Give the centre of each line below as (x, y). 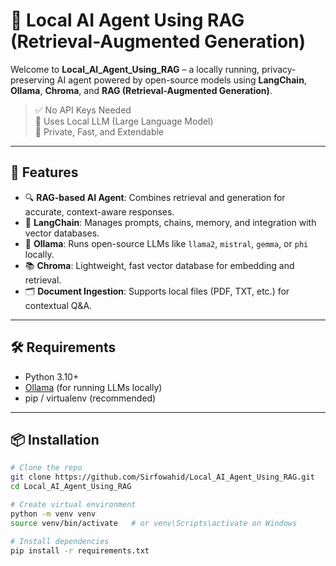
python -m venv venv (53, 514)
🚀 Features (44, 172)
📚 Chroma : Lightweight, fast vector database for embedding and (159, 265)
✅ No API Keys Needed (83, 110)
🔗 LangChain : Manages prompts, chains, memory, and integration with (170, 222)
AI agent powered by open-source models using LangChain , (181, 80)
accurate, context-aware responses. (99, 211)
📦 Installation (55, 439)
